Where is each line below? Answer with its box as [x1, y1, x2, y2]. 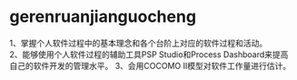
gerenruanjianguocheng [9, 6, 197, 27]
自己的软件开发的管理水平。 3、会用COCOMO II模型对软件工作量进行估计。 [9, 60, 292, 71]
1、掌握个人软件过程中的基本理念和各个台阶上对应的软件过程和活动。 [9, 37, 268, 48]
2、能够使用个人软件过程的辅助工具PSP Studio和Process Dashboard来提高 [9, 48, 289, 60]
